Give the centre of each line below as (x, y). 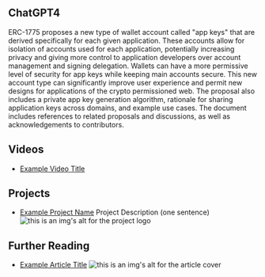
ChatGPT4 (34, 13)
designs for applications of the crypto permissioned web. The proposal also (132, 91)
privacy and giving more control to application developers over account (125, 57)
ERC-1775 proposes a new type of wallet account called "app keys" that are (132, 32)
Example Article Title (53, 265)
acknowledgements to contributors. (66, 124)
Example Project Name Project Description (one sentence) (114, 212)
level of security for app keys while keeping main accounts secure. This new (132, 74)
